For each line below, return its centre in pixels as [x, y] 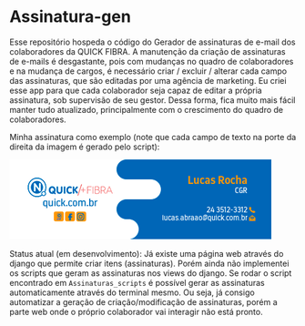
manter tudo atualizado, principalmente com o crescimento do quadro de [147, 109]
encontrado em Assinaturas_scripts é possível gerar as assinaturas [137, 282]
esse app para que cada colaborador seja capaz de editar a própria [136, 90]
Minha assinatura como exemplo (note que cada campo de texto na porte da [153, 137]
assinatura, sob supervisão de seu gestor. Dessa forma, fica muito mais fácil [152, 100]
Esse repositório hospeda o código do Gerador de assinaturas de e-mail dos [152, 42]
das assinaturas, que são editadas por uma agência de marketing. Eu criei [148, 80]
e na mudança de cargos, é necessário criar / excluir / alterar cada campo [148, 71]
